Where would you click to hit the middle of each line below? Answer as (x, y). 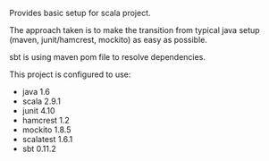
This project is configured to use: (70, 74)
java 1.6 (36, 92)
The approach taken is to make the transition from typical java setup (135, 30)
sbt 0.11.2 (39, 148)
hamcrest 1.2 (46, 120)
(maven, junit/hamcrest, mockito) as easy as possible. (109, 40)
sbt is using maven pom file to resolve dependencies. (107, 57)
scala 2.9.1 (41, 101)
